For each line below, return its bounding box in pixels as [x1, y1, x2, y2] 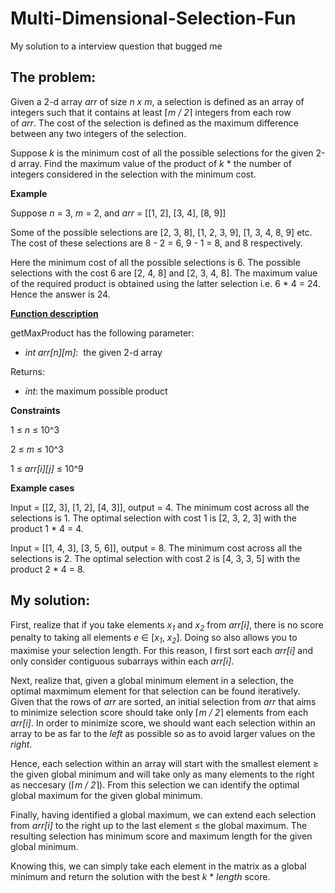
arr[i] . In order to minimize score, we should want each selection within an [10, 717, 316, 729]
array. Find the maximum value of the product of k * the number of [18, 157, 292, 169]
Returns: [10, 365, 46, 377]
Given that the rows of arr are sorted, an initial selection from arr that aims [10, 696, 317, 708]
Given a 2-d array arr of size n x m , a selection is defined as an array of [10, 95, 305, 107]
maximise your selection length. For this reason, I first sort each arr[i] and [10, 645, 314, 657]
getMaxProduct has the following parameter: [10, 327, 195, 339]
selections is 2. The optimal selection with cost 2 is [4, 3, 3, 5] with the [10, 552, 301, 564]
